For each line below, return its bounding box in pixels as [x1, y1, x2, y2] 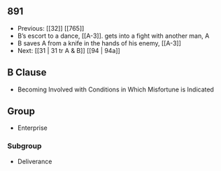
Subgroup [7, 141, 42, 151]
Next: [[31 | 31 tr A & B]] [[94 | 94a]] [17, 46, 120, 54]
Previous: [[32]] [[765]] [17, 24, 85, 32]
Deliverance [17, 157, 52, 165]
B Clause [7, 66, 47, 79]
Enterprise [17, 124, 48, 132]
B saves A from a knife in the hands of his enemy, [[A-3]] [17, 38, 182, 47]
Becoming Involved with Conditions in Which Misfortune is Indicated [17, 85, 215, 94]
